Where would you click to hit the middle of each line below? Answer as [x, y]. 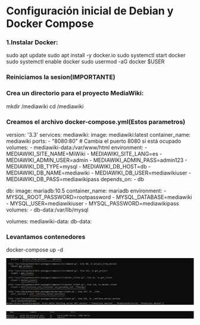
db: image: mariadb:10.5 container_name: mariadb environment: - [86, 191]
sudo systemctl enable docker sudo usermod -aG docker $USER [85, 62]
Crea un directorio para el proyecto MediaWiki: [75, 93]
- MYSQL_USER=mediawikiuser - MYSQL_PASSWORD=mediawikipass [93, 203]
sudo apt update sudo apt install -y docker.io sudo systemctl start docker [96, 56]
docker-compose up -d [35, 250]
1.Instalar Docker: [32, 42]
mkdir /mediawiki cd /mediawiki [45, 106]
